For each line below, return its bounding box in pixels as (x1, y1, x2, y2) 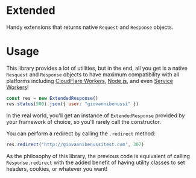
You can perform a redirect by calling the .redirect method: (6, 130, 156, 137)
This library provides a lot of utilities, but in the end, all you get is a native (6, 64, 188, 72)
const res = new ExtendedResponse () (6, 95, 98, 101)
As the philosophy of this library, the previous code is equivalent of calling (6, 152, 190, 159)
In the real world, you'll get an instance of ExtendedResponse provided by (6, 112, 185, 119)
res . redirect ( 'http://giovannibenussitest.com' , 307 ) (6, 141, 145, 147)
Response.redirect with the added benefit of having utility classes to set (6, 159, 185, 166)
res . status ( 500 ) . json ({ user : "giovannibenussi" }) (6, 100, 139, 107)
